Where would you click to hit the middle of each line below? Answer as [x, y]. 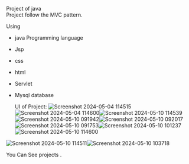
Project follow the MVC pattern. [44, 15]
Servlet [23, 83]
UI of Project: [31, 107]
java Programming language [49, 38]
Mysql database [34, 95]
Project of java [24, 9]
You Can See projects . [34, 155]
